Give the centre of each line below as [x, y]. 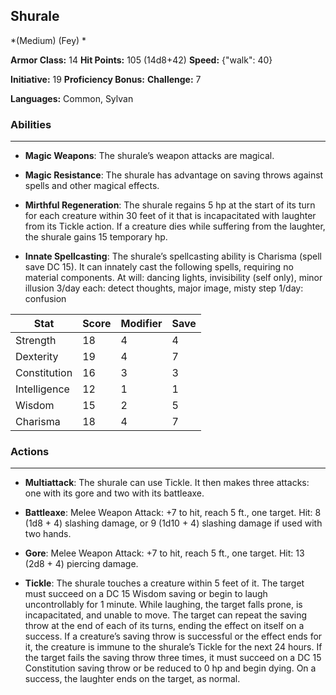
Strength [36, 341]
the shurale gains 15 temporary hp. [96, 237]
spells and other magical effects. [92, 186]
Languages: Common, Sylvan [72, 98]
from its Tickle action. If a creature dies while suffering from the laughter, [175, 226]
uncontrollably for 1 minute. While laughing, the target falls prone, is [163, 605]
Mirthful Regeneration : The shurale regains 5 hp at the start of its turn [170, 205]
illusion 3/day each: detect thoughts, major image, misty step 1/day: [164, 288]
